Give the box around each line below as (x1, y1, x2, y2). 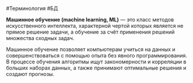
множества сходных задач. (6, 35, 75, 41)
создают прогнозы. (6, 71, 54, 77)
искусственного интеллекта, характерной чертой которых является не (6, 23, 184, 29)
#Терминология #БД (6, 5, 58, 12)
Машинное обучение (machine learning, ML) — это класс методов (6, 16, 174, 23)
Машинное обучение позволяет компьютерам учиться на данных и (6, 46, 175, 53)
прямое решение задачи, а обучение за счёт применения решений (6, 28, 175, 35)
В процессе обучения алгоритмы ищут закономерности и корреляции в (6, 58, 187, 65)
